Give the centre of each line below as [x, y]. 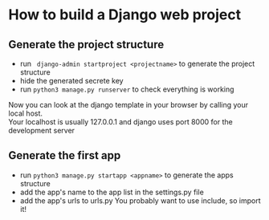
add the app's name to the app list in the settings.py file [112, 192]
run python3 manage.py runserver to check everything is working [127, 89]
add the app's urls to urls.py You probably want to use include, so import [140, 200]
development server [41, 130]
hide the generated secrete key [71, 81]
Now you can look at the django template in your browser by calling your [128, 105]
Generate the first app [65, 155]
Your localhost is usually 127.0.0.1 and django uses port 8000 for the [120, 122]
